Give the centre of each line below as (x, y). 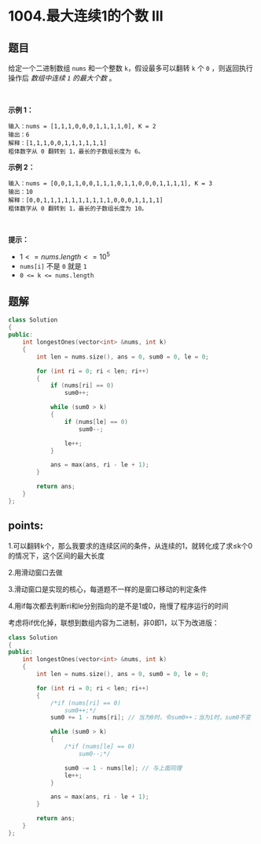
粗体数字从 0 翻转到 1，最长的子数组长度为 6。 (76, 151)
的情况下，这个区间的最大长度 (56, 556)
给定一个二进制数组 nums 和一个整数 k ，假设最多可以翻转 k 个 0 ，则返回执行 (130, 68)
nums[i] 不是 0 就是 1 (53, 266)
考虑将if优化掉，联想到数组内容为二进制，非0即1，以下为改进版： (114, 623)
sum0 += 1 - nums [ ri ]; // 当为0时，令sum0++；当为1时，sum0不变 (151, 718)
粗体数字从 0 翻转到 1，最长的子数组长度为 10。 (78, 209)
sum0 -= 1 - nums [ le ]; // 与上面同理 (123, 768)
